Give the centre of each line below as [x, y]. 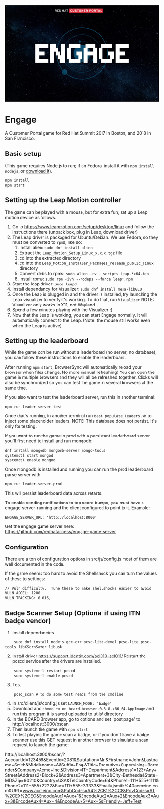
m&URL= [14, 791]
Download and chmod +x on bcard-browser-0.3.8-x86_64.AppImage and [83, 709]
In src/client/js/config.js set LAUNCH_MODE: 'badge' [62, 703]
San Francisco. [20, 138]
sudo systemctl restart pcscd [45, 671]
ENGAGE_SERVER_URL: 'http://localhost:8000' [51, 518]
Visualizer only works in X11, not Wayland [53, 305]
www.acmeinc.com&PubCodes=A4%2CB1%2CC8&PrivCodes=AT [89, 791]
